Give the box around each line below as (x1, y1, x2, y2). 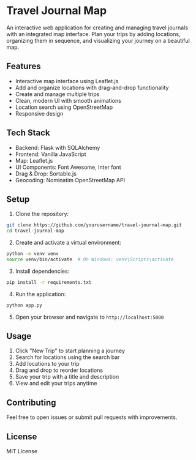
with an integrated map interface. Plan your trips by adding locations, (6, 30, 181, 37)
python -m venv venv (6, 251, 59, 257)
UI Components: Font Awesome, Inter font (15, 163, 121, 171)
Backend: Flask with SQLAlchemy (15, 144, 100, 151)
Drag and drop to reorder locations (15, 366, 103, 374)
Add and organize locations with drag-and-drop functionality (15, 84, 169, 91)
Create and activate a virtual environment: (15, 239, 121, 247)
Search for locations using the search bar (15, 354, 120, 361)
